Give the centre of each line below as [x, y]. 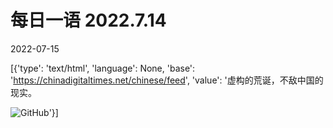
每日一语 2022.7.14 [88, 20]
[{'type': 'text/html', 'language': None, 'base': [103, 68]
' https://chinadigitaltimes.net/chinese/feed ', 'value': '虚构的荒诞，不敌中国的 [167, 80]
